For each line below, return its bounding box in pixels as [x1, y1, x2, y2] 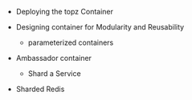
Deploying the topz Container [15, 7, 114, 16]
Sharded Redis [15, 84, 65, 94]
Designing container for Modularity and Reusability [15, 22, 185, 31]
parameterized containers [27, 38, 114, 47]
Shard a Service [27, 69, 82, 78]
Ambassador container [15, 54, 92, 62]
